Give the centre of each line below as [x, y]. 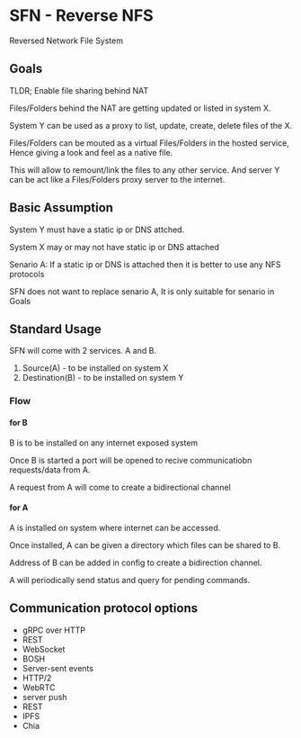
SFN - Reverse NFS [82, 16]
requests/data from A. [50, 470]
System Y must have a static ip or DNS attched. [97, 229]
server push [44, 697]
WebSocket [44, 649]
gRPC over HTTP [54, 630]
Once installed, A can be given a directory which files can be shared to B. [145, 544]
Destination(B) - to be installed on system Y [103, 378]
